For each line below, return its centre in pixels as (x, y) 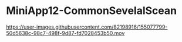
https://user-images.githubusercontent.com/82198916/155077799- (87, 27)
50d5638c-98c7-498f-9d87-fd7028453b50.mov (65, 33)
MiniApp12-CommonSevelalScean (92, 11)
